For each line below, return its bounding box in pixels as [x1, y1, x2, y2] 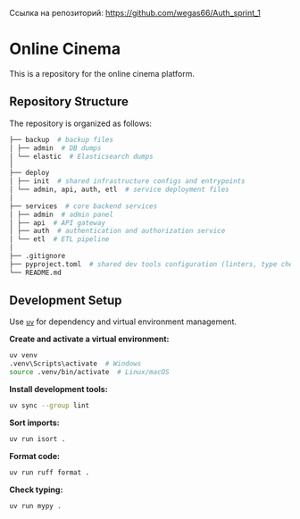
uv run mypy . [9, 501, 62, 510]
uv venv [9, 351, 38, 360]
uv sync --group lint [9, 401, 90, 410]
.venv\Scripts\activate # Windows [9, 359, 142, 369]
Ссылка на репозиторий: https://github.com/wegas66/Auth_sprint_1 [9, 8, 261, 18]
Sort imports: [9, 417, 60, 428]
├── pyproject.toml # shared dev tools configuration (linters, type [9, 259, 278, 269]
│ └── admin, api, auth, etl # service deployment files [9, 185, 229, 194]
